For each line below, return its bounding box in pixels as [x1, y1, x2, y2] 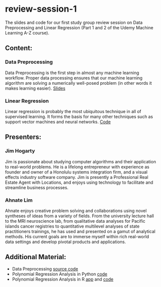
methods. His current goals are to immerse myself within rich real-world [5, 233, 149, 239]
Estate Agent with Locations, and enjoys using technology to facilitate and [5, 179, 153, 185]
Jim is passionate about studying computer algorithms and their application [5, 158, 157, 164]
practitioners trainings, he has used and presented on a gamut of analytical [5, 228, 156, 234]
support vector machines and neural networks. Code [5, 118, 111, 125]
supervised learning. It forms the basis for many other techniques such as [5, 114, 153, 119]
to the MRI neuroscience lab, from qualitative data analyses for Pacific [5, 218, 146, 224]
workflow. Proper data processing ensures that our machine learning [5, 75, 143, 81]
